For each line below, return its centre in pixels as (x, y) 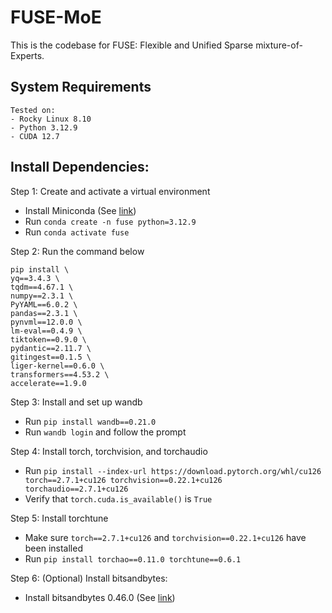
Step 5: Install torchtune (59, 518)
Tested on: (33, 110)
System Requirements (81, 87)
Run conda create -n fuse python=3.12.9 (110, 221)
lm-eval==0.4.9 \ (46, 331)
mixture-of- (279, 45)
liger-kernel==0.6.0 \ (57, 366)
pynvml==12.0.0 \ (46, 322)
